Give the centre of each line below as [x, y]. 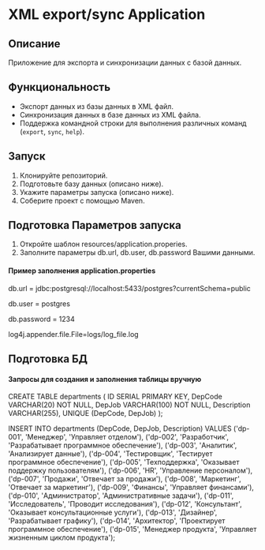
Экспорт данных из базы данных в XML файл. [96, 106]
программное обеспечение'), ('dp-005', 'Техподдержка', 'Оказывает [124, 462]
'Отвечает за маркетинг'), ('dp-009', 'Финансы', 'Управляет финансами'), [131, 488]
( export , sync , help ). [52, 131]
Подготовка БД [48, 359]
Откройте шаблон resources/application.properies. [103, 244]
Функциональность [60, 87]
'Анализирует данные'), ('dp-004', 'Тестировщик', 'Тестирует [110, 454]
